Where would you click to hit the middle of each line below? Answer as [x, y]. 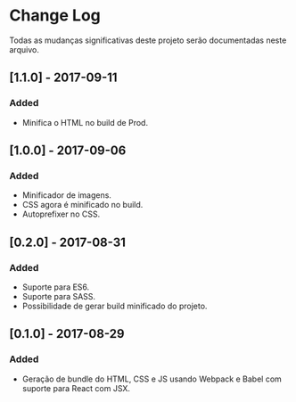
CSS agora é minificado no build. [82, 205]
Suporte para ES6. [56, 287]
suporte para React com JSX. [76, 388]
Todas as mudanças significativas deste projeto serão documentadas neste [148, 40]
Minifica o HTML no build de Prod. [85, 122]
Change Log [55, 16]
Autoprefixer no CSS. [61, 214]
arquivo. [25, 49]
